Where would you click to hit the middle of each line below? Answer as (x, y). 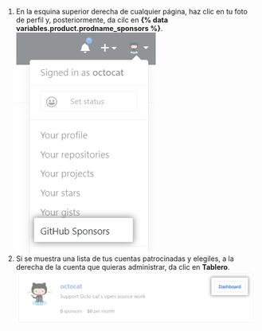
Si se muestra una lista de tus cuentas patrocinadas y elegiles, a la (125, 259)
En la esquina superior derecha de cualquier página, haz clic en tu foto (132, 12)
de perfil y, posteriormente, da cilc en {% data (92, 20)
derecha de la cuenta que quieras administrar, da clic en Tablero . (123, 267)
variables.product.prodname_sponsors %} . (89, 28)
